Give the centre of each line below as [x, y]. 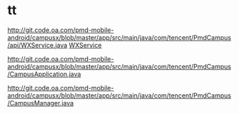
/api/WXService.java [37, 45]
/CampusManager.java [41, 103]
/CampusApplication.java [44, 74]
